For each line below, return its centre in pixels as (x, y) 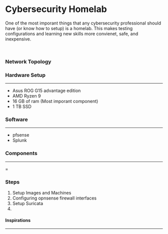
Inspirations (18, 220)
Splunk (19, 140)
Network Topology (28, 61)
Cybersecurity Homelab (56, 9)
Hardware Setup (25, 75)
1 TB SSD (22, 106)
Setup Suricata (28, 203)
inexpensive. (18, 39)
